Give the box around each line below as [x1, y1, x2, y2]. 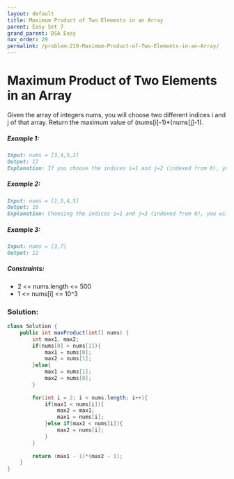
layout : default [7, 10, 54, 17]
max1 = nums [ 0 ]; [44, 348, 92, 356]
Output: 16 [7, 204, 39, 211]
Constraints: [7, 265, 45, 273]
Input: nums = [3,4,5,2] [7, 152, 79, 159]
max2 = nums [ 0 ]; [44, 375, 92, 382]
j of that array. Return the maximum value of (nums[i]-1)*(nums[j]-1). [7, 118, 204, 126]
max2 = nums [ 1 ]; [44, 355, 92, 362]
